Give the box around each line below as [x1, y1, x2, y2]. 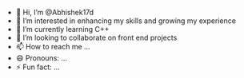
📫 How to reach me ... [15, 42, 90, 51]
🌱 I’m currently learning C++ [15, 25, 110, 33]
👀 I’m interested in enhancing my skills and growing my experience [15, 16, 236, 25]
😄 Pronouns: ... [15, 53, 68, 63]
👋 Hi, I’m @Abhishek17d [15, 8, 94, 17]
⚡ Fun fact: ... [15, 62, 60, 72]
